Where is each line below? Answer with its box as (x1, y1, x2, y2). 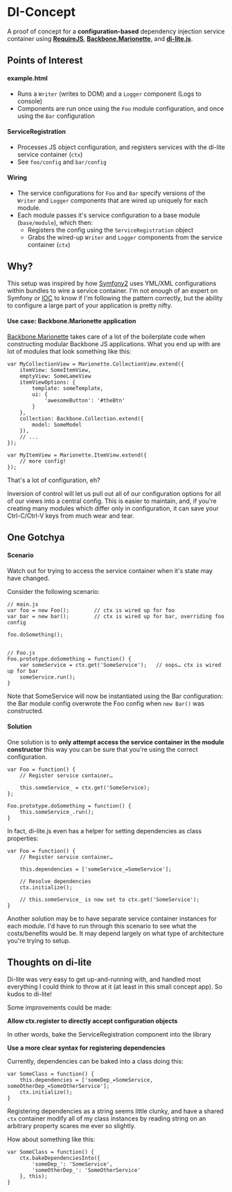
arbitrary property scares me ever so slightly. (7, 1121, 136, 1130)
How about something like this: (7, 1135, 96, 1143)
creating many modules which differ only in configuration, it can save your (7, 504, 220, 512)
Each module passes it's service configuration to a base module (17, 211, 201, 219)
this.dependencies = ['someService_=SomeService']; (19, 865, 172, 873)
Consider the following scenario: (7, 587, 100, 595)
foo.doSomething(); (7, 631, 64, 638)
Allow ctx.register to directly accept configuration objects (7, 1016, 178, 1025)
